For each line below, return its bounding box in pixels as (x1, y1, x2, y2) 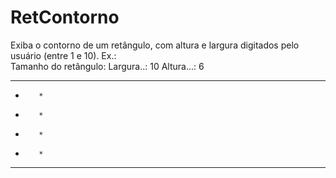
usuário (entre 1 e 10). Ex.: (10, 49, 117, 61)
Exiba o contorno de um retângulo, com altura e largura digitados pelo (10, 39, 300, 51)
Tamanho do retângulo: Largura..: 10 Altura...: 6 (10, 60, 205, 72)
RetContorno (10, 6, 120, 29)
